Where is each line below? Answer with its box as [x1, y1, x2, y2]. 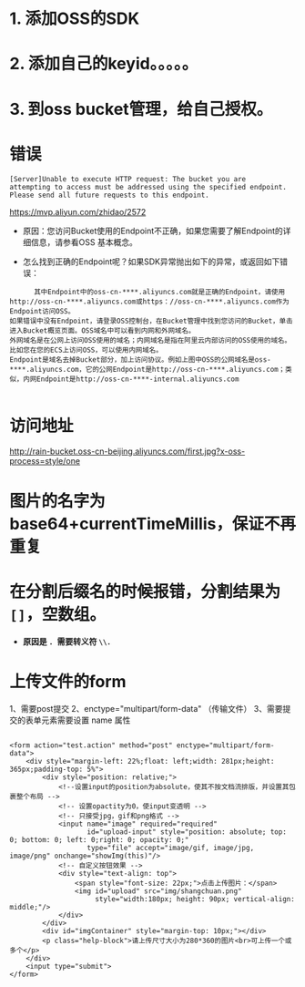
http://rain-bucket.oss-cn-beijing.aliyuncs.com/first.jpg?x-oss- [9, 446, 246, 457]
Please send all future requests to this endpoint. [9, 190, 209, 200]
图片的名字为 [9, 490, 107, 511]
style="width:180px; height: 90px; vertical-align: [95, 894, 296, 903]
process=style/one [9, 456, 80, 467]
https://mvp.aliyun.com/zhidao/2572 [9, 206, 147, 217]
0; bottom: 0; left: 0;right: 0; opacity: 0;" [9, 835, 189, 844]
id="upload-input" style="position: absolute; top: [86, 827, 287, 837]
